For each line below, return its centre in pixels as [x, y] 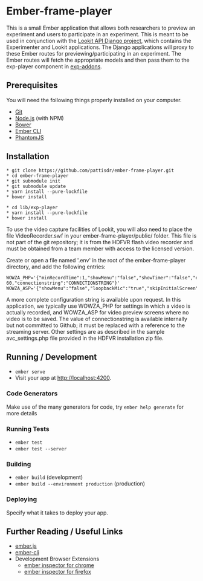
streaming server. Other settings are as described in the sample [85, 331]
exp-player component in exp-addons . [54, 66]
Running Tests [28, 429]
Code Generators [32, 394]
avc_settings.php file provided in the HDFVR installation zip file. [85, 338]
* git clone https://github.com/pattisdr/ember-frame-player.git [90, 170]
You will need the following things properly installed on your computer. [94, 100]
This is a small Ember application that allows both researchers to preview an [101, 28]
